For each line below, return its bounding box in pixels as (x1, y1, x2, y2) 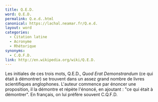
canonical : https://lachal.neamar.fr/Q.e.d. (5, 21, 98, 26)
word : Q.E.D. (5, 12, 32, 17)
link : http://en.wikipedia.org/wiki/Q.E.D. (5, 57, 96, 62)
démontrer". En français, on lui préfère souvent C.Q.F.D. (5, 92, 118, 98)
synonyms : (5, 48, 26, 53)
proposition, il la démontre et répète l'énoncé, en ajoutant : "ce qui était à (5, 86, 154, 92)
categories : (5, 30, 30, 35)
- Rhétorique (9, 44, 36, 49)
